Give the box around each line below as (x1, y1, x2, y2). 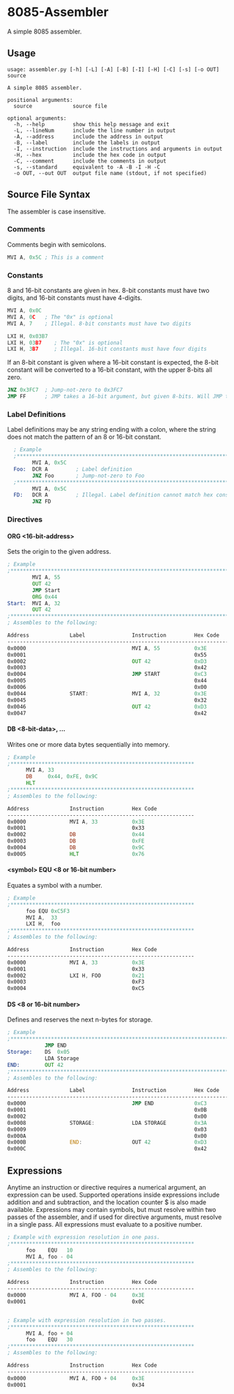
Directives (7, 515, 43, 524)
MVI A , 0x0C (7, 308, 42, 315)
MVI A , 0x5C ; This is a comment (7, 254, 104, 261)
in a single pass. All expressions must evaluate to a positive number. (7, 1220, 203, 1228)
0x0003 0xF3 (7, 978, 145, 985)
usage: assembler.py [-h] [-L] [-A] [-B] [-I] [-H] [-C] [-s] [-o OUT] (7, 66, 219, 73)
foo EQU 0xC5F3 (25, 907, 70, 914)
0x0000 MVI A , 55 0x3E (7, 644, 208, 652)
